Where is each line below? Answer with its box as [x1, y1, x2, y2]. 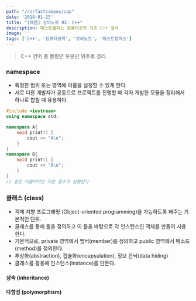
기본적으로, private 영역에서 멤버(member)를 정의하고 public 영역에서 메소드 [14, 237, 190, 244]
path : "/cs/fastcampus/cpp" [6, 8, 75, 15]
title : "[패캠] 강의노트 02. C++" [6, 19, 83, 25]
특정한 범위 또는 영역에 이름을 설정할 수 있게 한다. [14, 82, 127, 89]
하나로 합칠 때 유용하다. [14, 96, 68, 103]
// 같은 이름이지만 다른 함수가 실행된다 [6, 178, 89, 185]
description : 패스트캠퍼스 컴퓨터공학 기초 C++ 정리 [6, 25, 119, 31]
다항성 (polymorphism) [6, 289, 62, 296]
